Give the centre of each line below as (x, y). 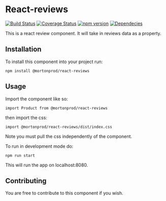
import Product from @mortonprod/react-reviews (57, 108)
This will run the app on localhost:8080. (47, 165)
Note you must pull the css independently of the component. (69, 136)
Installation (23, 49)
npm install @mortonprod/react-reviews (47, 71)
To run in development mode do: (39, 146)
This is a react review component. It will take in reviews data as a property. (83, 33)
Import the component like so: (37, 99)
